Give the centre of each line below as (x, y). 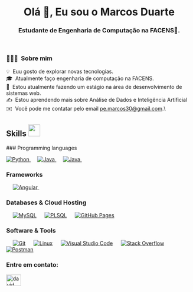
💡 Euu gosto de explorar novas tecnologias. (60, 71)
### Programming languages (42, 148)
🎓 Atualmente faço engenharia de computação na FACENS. (80, 78)
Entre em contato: (32, 265)
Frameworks (24, 174)
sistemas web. (24, 93)
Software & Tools (31, 231)
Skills (16, 134)
